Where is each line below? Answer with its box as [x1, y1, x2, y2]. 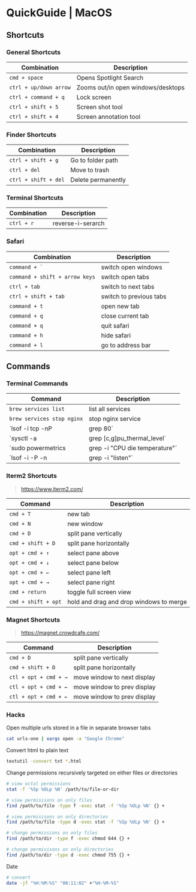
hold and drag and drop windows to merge [67, 597, 187, 606]
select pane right [67, 578, 115, 586]
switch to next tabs [101, 282, 155, 291]
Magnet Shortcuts [6, 615, 61, 624]
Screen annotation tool [76, 112, 141, 121]
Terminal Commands [6, 379, 68, 388]
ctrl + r [9, 220, 34, 227]
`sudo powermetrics [9, 444, 66, 453]
